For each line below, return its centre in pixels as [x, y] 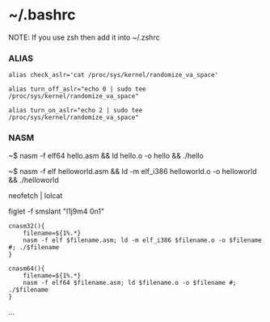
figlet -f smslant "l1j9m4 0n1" [57, 211]
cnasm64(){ [27, 269]
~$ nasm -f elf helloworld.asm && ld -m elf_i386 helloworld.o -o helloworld [133, 171]
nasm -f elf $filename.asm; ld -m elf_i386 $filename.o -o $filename [143, 240]
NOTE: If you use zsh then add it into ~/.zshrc [84, 37]
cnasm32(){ [27, 226]
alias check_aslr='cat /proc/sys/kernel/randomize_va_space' [114, 75]
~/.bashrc [42, 15]
